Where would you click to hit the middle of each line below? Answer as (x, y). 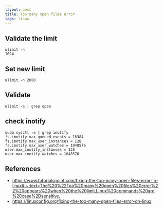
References (23, 169)
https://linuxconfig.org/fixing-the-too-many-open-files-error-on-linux (82, 201)
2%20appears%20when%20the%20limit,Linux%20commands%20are (83, 191)
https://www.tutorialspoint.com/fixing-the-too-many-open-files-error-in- (85, 181)
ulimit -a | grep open (28, 106)
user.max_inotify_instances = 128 (40, 149)
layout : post (18, 10)
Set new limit (25, 69)
